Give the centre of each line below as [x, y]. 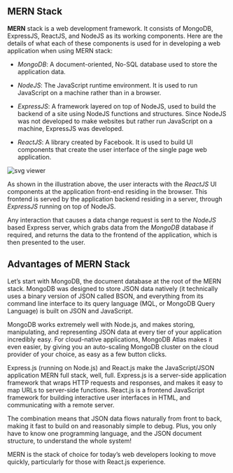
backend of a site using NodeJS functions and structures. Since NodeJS [122, 113]
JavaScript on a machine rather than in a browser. [89, 92]
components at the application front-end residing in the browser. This [107, 191]
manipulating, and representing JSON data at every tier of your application [115, 332]
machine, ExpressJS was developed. [70, 128]
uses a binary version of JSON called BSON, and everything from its [106, 296]
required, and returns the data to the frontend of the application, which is [112, 234]
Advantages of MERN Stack [69, 264]
